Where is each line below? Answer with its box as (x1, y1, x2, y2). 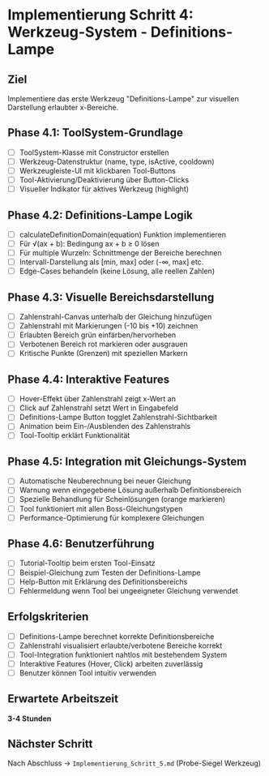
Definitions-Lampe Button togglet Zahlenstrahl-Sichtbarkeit (19, 412, 218, 422)
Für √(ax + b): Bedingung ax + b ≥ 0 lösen (19, 239, 160, 248)
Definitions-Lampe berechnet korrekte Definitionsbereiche (19, 631, 215, 641)
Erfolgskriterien (7, 610, 89, 624)
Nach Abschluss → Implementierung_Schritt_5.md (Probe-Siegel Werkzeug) (7, 758, 261, 768)
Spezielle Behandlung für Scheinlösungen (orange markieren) (19, 495, 226, 504)
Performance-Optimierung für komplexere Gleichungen (19, 512, 204, 522)
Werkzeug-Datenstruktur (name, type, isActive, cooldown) (19, 156, 216, 166)
